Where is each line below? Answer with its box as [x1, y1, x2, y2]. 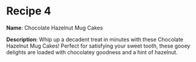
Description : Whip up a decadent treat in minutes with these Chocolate [6, 36, 184, 43]
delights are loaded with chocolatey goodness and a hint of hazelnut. [6, 48, 178, 55]
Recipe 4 [6, 4, 51, 18]
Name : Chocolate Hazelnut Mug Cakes [6, 24, 103, 31]
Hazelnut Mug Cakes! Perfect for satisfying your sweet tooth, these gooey [6, 42, 191, 49]
